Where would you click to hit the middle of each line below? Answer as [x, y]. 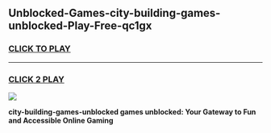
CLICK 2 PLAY [36, 79]
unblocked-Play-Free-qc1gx [80, 26]
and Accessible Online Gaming [61, 120]
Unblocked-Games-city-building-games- [115, 13]
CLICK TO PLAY [40, 49]
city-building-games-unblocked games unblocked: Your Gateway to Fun [132, 111]
